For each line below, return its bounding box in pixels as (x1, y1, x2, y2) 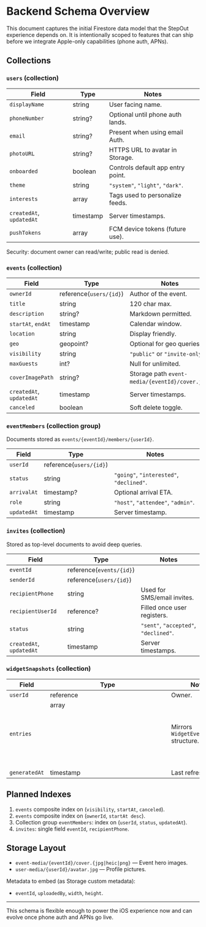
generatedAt (9, 769, 45, 776)
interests (9, 195, 38, 202)
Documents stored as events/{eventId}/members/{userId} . (6, 436, 154, 443)
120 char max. (129, 299, 172, 308)
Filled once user (140, 603, 187, 612)
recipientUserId (9, 608, 57, 615)
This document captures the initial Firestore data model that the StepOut (6, 25, 189, 32)
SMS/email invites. (140, 593, 194, 601)
